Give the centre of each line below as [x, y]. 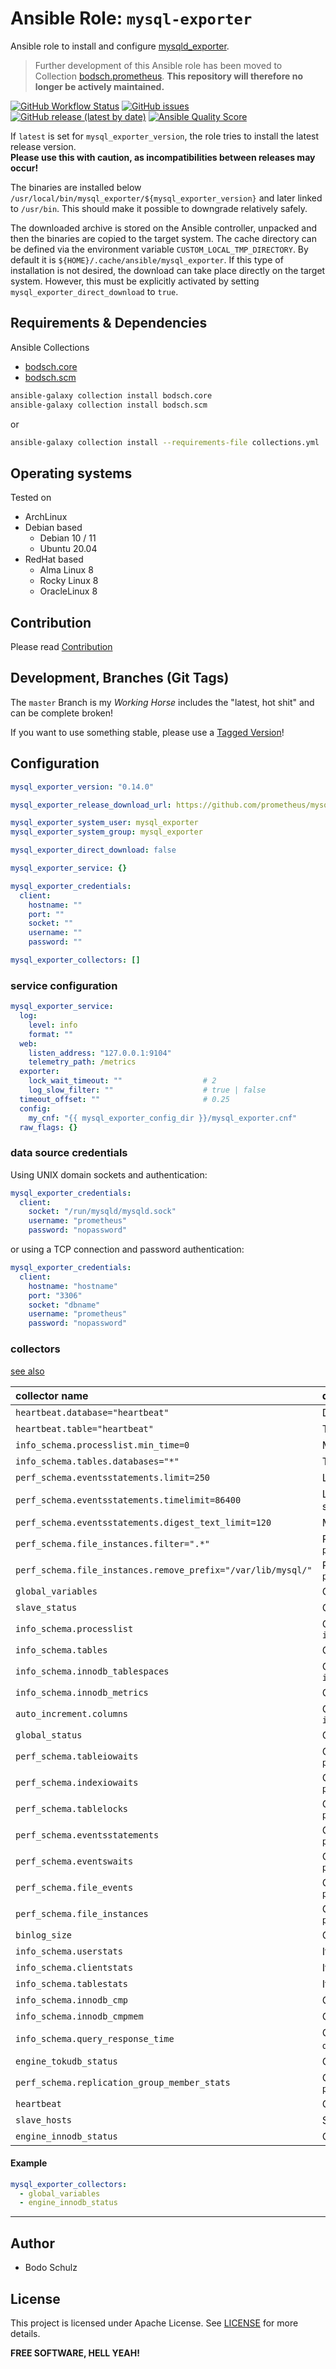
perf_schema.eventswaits [74, 1861]
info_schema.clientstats [74, 1967]
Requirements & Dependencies [109, 323]
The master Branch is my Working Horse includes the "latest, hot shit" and [162, 702]
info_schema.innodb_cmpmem [79, 2016]
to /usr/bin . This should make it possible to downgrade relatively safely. [159, 208]
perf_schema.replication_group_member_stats [123, 2082]
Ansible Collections [50, 347]
